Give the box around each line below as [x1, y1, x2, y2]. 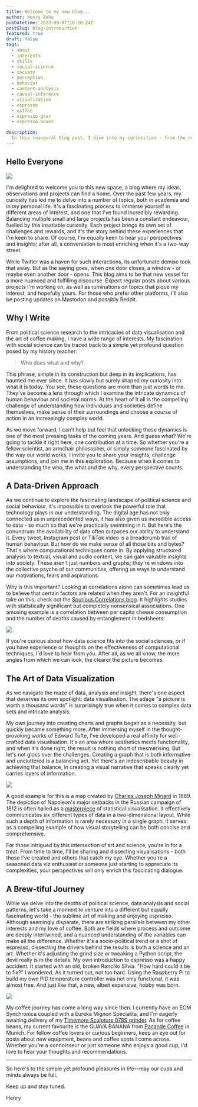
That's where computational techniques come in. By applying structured [6, 547, 181, 554]
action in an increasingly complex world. [6, 414, 104, 421]
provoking [6, 732, 31, 739]
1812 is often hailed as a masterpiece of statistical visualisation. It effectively [6, 805, 191, 812]
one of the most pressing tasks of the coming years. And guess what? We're [6, 432, 192, 439]
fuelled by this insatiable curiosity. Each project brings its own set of [6, 221, 172, 229]
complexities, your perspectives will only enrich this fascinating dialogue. [6, 867, 184, 874]
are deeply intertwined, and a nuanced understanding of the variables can [6, 931, 186, 938]
